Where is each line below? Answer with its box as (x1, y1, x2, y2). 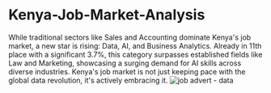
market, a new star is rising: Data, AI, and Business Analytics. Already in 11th (8, 40, 262, 50)
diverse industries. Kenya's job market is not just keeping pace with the (8, 66, 246, 76)
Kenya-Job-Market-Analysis (8, 6, 205, 24)
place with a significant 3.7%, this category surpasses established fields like (8, 49, 263, 59)
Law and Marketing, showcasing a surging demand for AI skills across (8, 58, 242, 68)
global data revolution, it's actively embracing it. (8, 75, 168, 85)
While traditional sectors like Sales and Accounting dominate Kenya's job (8, 32, 252, 42)
